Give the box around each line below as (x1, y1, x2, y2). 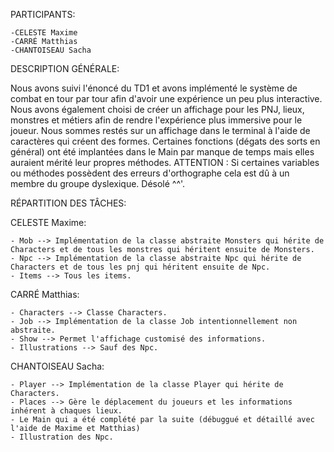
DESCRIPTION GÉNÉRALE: (10, 63, 120, 74)
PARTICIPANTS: (10, 9, 76, 20)
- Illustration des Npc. (10, 432, 114, 442)
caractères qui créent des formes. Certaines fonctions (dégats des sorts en (10, 135, 321, 147)
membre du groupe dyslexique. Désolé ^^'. (10, 178, 186, 189)
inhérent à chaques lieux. (10, 406, 123, 416)
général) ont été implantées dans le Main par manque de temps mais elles (10, 146, 315, 158)
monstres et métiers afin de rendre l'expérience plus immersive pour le (10, 114, 303, 126)
